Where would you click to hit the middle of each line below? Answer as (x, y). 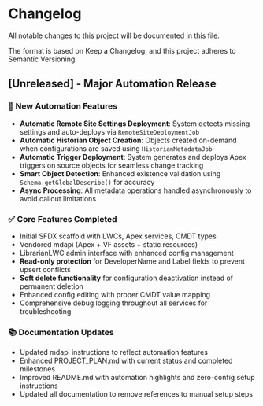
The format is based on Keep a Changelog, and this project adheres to (122, 50)
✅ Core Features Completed (63, 219)
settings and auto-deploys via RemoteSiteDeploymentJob (109, 131)
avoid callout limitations (58, 198)
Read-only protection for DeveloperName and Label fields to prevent (132, 261)
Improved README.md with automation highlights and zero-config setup (137, 378)
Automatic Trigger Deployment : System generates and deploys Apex (133, 157)
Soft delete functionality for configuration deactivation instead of (126, 278)
